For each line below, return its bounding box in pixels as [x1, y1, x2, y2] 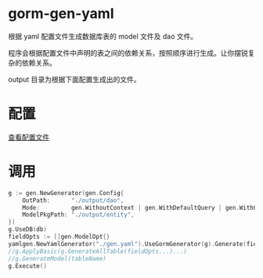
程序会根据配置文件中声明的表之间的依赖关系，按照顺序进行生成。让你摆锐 [8, 48, 248, 57]
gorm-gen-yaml [8, 5, 115, 23]
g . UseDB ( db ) [8, 226, 47, 233]
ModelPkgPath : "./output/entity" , [22, 211, 135, 219]
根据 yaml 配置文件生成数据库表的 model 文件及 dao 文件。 [8, 31, 198, 41]
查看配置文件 [8, 132, 49, 142]
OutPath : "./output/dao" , [22, 197, 124, 204]
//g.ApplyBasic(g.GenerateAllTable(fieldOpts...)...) [8, 247, 188, 255]
